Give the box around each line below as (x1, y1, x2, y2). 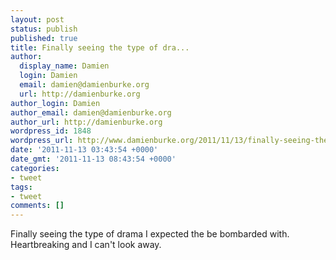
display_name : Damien (19, 61, 110, 71)
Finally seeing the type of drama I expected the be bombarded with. (10, 228, 290, 240)
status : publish (10, 24, 78, 34)
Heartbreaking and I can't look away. (10, 239, 162, 251)
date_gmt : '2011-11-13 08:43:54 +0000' (10, 154, 177, 164)
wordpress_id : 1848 (10, 126, 92, 136)
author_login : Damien (10, 98, 101, 108)
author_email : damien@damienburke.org (10, 107, 172, 118)
